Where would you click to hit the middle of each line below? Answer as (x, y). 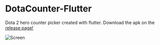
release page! (19, 27)
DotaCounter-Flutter (48, 9)
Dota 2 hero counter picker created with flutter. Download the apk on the (80, 22)
